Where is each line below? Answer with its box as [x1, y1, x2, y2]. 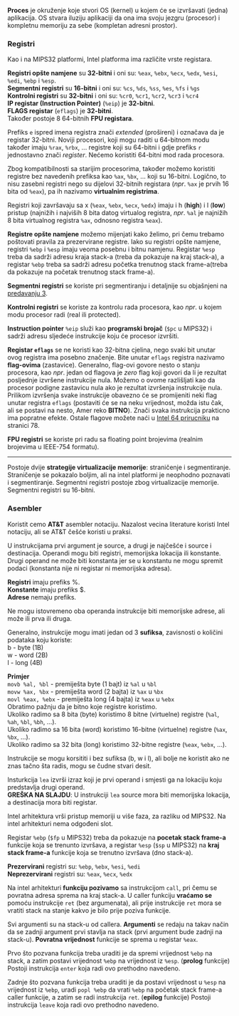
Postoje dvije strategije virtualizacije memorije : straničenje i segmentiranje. [7, 463, 231, 472]
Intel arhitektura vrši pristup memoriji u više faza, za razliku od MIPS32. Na [7, 812, 226, 820]
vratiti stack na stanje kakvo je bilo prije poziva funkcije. [7, 906, 171, 914]
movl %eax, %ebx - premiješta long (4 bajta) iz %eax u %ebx [7, 694, 175, 703]
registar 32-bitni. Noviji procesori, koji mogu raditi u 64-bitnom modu [7, 135, 210, 145]
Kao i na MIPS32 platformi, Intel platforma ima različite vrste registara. [7, 55, 212, 63]
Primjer [7, 672, 30, 681]
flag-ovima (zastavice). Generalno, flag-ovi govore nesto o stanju [7, 361, 201, 370]
